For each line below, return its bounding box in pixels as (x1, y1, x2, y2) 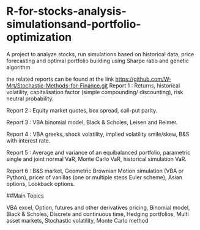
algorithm (6, 63, 31, 71)
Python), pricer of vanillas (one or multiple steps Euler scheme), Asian (6, 173, 182, 181)
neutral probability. (6, 95, 54, 102)
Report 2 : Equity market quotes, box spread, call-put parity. (6, 106, 158, 114)
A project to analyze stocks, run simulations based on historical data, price (6, 50, 194, 57)
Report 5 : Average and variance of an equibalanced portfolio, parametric (6, 149, 191, 156)
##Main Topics (6, 191, 44, 199)
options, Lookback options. (6, 180, 75, 187)
